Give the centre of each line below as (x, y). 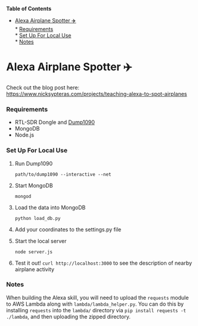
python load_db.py (38, 218)
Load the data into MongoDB (50, 207)
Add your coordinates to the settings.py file (68, 229)
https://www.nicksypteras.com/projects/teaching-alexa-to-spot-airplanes (97, 94)
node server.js (34, 252)
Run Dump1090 (34, 163)
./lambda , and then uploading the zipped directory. (69, 316)
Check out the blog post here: (43, 87)
